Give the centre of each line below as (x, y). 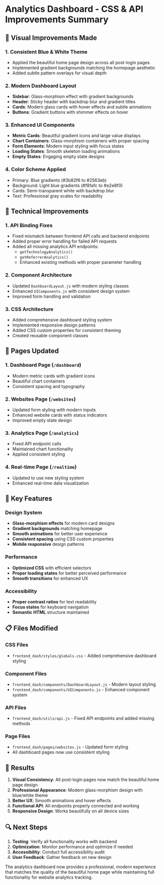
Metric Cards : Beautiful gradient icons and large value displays (76, 136)
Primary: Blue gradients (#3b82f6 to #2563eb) (59, 180)
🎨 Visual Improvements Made (51, 38)
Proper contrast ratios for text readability (54, 602)
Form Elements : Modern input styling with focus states (68, 146)
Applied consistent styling (39, 454)
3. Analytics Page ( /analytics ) (42, 433)
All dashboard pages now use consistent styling (61, 752)
